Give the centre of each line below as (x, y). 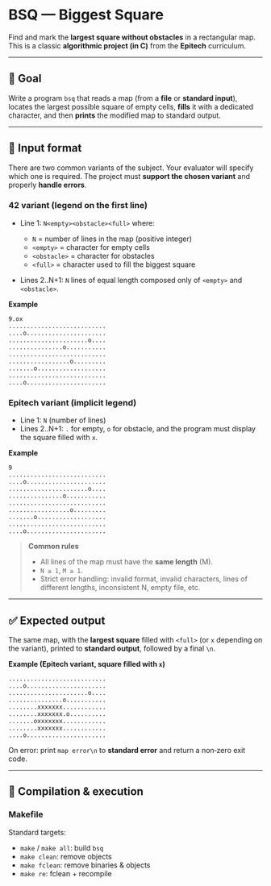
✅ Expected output (57, 620)
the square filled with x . (59, 438)
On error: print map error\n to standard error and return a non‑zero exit (127, 750)
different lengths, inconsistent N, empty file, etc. (120, 588)
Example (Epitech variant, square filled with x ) (87, 663)
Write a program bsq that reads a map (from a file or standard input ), (123, 98)
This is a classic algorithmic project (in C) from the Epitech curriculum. (127, 45)
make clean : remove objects (66, 856)
